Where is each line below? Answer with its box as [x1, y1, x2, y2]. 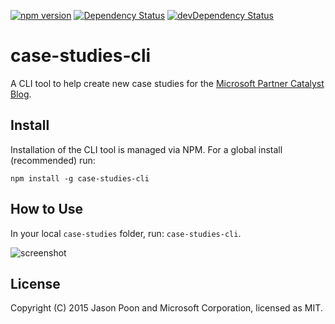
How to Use [10, 201, 84, 218]
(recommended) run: [10, 154, 96, 166]
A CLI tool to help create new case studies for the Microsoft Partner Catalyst [10, 77, 325, 89]
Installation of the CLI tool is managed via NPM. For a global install [10, 143, 283, 155]
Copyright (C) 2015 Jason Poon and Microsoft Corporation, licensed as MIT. [10, 302, 323, 314]
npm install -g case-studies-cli [10, 173, 150, 184]
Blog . [10, 88, 32, 100]
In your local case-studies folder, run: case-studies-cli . [10, 227, 242, 239]
